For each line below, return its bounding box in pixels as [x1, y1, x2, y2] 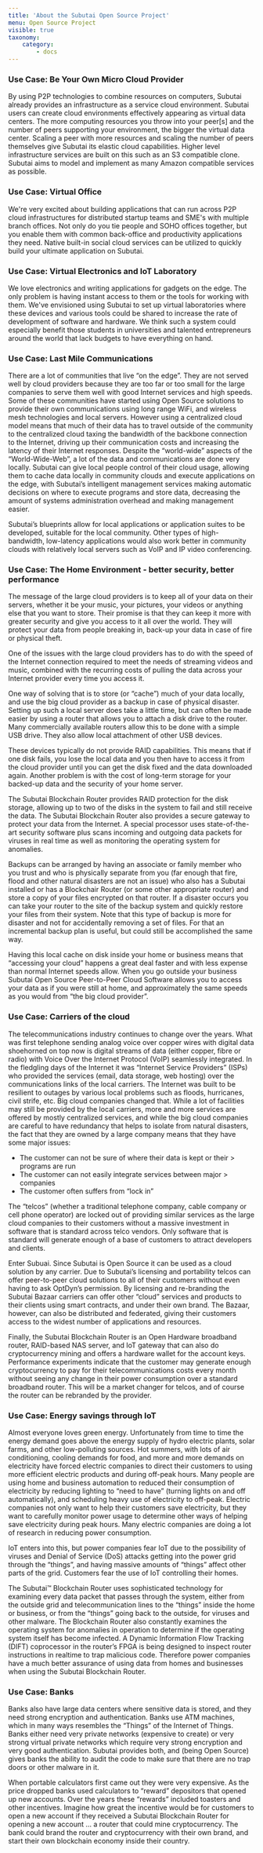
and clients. [8, 1243, 45, 1252]
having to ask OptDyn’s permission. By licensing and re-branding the [8, 1283, 229, 1292]
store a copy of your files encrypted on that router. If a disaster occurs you [8, 893, 249, 903]
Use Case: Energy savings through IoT [8, 1410, 157, 1421]
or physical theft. [8, 634, 63, 643]
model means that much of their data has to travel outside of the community [8, 421, 254, 430]
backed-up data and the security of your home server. [8, 779, 183, 789]
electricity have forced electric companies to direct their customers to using [8, 1461, 253, 1471]
